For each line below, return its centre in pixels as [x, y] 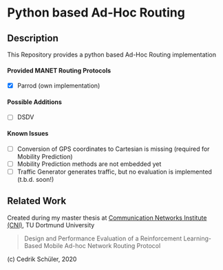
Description [33, 38]
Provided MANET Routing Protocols [59, 70]
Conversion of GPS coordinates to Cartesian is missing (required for [113, 149]
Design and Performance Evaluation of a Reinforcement [103, 238]
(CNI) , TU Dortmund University [51, 225]
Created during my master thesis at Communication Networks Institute [107, 218]
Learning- [198, 238]
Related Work [37, 201]
